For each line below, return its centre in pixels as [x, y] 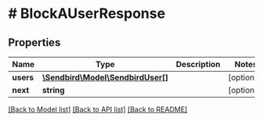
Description [198, 64]
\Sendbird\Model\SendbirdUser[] [105, 77]
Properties [34, 43]
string [53, 90]
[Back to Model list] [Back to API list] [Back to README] [98, 109]
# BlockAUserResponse [87, 14]
